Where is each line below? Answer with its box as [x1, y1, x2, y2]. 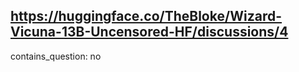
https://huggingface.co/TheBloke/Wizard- [10, 8, 283, 25]
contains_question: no [10, 50, 102, 62]
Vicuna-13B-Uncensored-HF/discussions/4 [10, 24, 289, 41]
